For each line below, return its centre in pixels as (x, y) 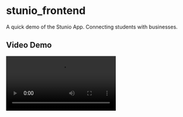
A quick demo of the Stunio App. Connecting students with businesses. (92, 27)
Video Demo (29, 45)
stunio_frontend (46, 11)
